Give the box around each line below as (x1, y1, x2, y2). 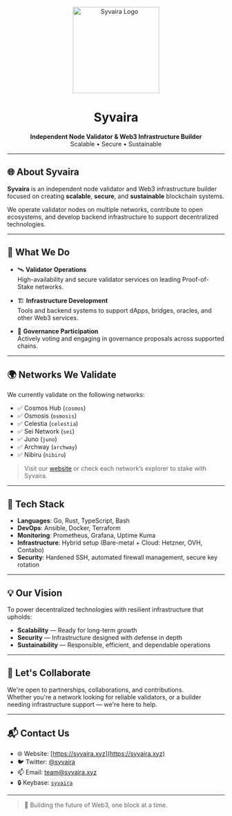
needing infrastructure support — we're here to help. (7, 700, 157, 708)
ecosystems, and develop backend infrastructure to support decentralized (7, 213, 219, 221)
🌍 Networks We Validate (7, 369, 117, 380)
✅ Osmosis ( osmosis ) (17, 411, 77, 420)
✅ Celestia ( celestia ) (17, 420, 79, 428)
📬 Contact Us (7, 728, 70, 739)
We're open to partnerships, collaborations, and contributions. (7, 686, 184, 694)
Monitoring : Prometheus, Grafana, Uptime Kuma (17, 532, 156, 540)
